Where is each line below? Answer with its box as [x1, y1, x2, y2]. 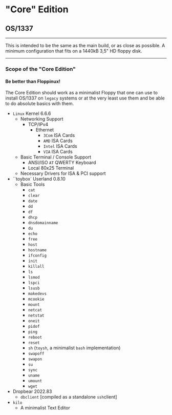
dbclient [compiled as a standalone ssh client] [20, 394, 117, 400]
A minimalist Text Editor [20, 405, 71, 411]
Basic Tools [20, 181, 45, 188]
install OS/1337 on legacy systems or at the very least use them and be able [5, 95, 165, 101]
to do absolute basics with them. [5, 101, 74, 107]
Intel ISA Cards [43, 143, 78, 149]
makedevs [28, 291, 47, 297]
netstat [28, 313, 45, 319]
